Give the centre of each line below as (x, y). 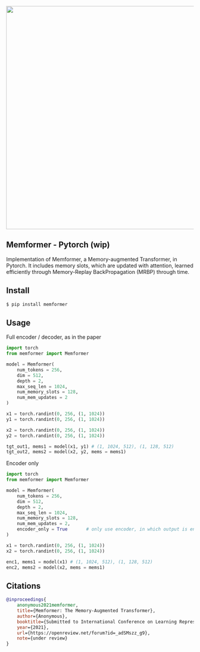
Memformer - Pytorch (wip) (58, 245)
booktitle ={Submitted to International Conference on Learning (97, 622)
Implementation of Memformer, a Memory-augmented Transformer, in (92, 259)
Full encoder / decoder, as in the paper (54, 337)
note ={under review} (42, 638)
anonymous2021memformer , (48, 605)
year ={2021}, (33, 627)
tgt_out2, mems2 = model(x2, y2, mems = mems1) (66, 452)
